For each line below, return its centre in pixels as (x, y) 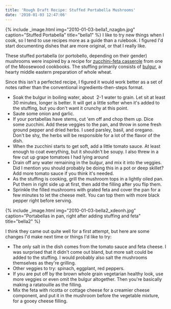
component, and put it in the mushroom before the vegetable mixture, (86, 295)
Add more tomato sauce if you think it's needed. (63, 173)
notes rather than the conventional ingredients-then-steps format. (75, 87)
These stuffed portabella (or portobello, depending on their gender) (76, 56)
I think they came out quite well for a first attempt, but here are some (77, 231)
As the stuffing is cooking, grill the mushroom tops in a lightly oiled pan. (88, 179)
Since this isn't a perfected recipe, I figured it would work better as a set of (84, 82)
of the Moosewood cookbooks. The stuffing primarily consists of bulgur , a (83, 67)
